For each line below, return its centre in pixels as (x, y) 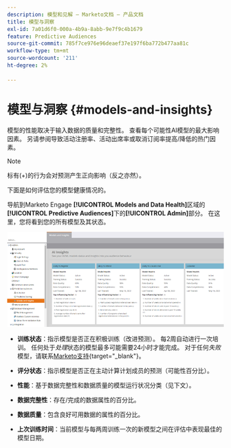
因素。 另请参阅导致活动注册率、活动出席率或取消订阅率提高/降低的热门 (108, 138)
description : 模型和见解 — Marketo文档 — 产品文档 (75, 14)
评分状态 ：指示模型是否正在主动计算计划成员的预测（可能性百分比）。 (115, 371)
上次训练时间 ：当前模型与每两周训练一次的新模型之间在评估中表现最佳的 (119, 429)
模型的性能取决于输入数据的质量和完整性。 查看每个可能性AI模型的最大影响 (113, 130)
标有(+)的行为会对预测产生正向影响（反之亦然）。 (76, 175)
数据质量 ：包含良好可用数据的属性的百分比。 (80, 415)
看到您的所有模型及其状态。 (70, 222)
